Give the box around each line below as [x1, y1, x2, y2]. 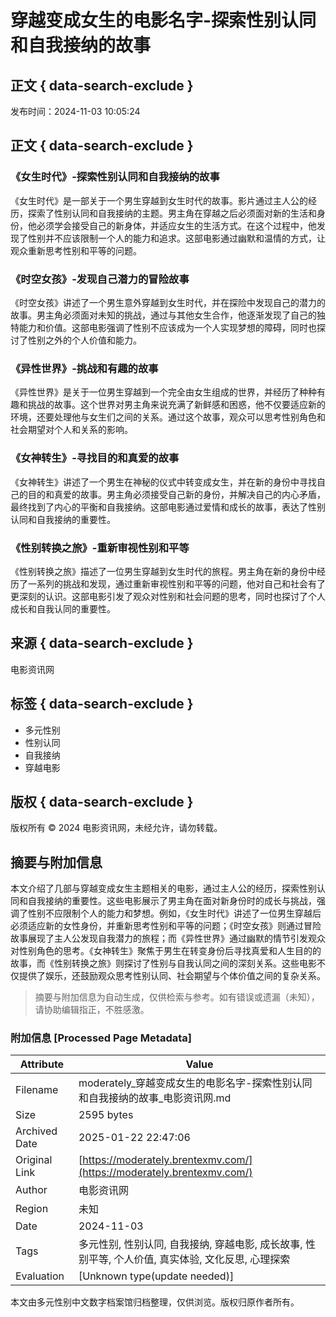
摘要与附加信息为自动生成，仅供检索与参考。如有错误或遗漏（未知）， [34, 991, 320, 1003]
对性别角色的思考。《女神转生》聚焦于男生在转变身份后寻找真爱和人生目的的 [10, 945, 322, 957]
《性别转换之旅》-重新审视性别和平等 [10, 541, 190, 555]
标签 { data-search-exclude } [10, 696, 194, 713]
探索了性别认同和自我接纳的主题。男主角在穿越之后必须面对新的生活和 [27, 207, 317, 219]
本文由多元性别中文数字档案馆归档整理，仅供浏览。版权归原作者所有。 [10, 1296, 300, 1308]
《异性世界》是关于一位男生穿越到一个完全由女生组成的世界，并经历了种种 [10, 386, 317, 398]
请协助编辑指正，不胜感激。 [34, 1004, 150, 1016]
